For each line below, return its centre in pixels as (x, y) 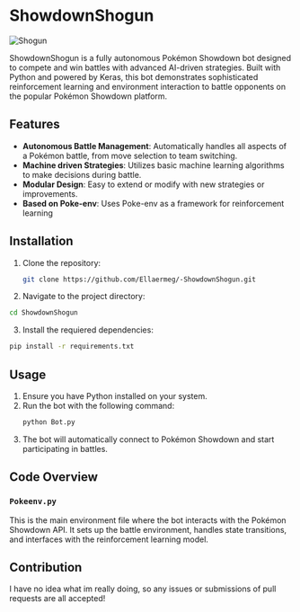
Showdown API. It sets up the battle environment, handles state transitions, (148, 529)
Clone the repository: (62, 262)
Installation (41, 241)
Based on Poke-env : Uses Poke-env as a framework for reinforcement (153, 203)
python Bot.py (49, 422)
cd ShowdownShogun (44, 313)
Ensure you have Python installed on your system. (115, 396)
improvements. (50, 193)
